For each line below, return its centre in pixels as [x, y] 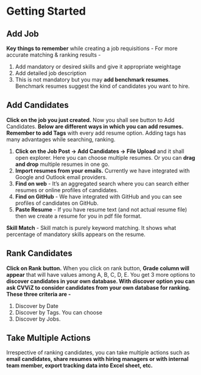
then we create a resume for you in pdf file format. [78, 216]
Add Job [23, 34]
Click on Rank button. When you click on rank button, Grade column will [98, 268]
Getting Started [46, 11]
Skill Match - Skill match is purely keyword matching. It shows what [91, 227]
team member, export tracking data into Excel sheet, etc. [80, 366]
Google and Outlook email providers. [61, 177]
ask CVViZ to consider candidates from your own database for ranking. [98, 287]
